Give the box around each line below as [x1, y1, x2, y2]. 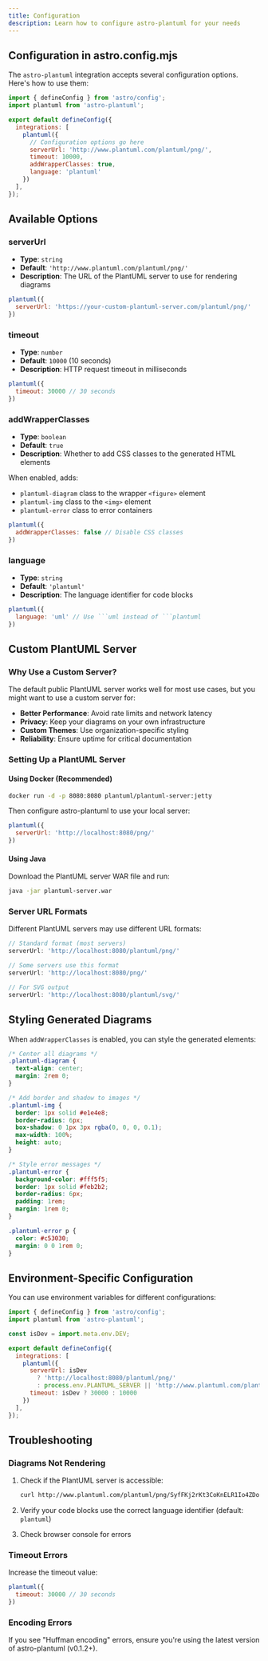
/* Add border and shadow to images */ [8, 1094, 141, 1102]
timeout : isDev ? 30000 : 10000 [29, 1389, 137, 1397]
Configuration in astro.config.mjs [8, 49, 178, 62]
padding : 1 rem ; [15, 1198, 66, 1206]
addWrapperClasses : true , [29, 161, 116, 169]
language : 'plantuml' [29, 168, 102, 176]
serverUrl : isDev [29, 1367, 88, 1375]
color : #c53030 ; [15, 1234, 69, 1243]
